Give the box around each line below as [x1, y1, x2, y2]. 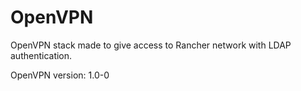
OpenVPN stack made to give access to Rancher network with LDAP [10, 39, 292, 51]
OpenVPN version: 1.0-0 [10, 69, 110, 81]
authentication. [10, 49, 73, 61]
